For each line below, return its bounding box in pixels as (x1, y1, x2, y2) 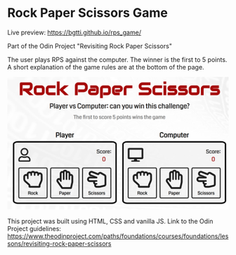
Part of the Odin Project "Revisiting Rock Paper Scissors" (7, 41, 172, 50)
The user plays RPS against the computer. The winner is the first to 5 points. (7, 55, 228, 64)
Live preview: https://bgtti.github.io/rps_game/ (7, 28, 142, 37)
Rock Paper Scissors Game (7, 5, 169, 21)
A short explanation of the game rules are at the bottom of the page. (7, 63, 205, 71)
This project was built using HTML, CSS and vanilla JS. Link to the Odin (7, 216, 214, 225)
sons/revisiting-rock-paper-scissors (7, 239, 112, 247)
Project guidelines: (7, 224, 62, 233)
